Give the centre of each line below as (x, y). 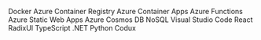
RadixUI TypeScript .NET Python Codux (72, 28)
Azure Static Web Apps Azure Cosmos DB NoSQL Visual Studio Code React (130, 20)
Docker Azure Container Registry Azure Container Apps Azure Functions (126, 11)
